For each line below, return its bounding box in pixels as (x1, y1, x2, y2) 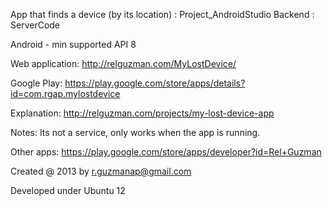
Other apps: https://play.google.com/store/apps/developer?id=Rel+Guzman (10, 146, 322, 158)
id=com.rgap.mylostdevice (10, 88, 121, 99)
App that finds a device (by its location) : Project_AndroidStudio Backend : (10, 9, 315, 20)
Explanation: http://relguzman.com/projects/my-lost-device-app (10, 107, 275, 119)
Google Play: (10, 77, 63, 89)
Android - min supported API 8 (10, 39, 137, 50)
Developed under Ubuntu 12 (10, 185, 126, 196)
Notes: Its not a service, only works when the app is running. (10, 127, 261, 138)
